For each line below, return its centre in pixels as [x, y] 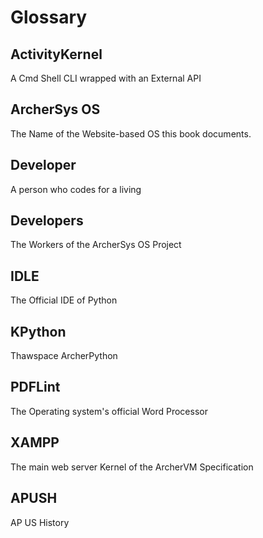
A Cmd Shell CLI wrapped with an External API [106, 78]
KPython [38, 331]
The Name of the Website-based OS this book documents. [131, 133]
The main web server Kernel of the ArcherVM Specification [132, 467]
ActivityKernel [56, 54]
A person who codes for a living [76, 189]
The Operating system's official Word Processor [109, 411]
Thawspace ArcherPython [64, 356]
